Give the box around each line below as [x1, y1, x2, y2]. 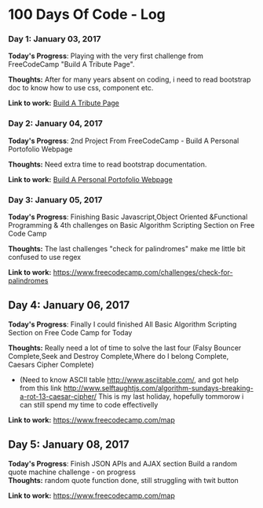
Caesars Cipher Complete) [8, 360, 94, 369]
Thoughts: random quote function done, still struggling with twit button [8, 475, 239, 484]
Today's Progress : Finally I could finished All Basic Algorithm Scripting [8, 320, 237, 329]
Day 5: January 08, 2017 [8, 438, 130, 451]
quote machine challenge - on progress [8, 467, 136, 477]
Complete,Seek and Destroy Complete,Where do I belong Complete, [8, 351, 229, 360]
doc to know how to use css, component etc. [8, 83, 154, 93]
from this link [19, 383, 62, 393]
